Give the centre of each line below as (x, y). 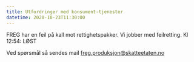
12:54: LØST (22, 41)
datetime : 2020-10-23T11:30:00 (46, 17)
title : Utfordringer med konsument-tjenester (65, 12)
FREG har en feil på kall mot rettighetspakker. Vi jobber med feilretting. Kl (97, 34)
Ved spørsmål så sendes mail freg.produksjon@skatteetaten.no (85, 52)
